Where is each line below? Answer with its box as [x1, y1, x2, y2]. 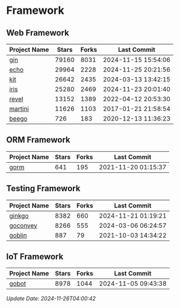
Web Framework [6, 28, 69, 38]
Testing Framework [6, 183, 81, 193]
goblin [9, 231, 27, 239]
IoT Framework [6, 251, 64, 262]
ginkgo [9, 212, 29, 220]
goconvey [9, 221, 38, 230]
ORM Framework [6, 135, 70, 145]
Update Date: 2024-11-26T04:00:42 [6, 295, 96, 302]
